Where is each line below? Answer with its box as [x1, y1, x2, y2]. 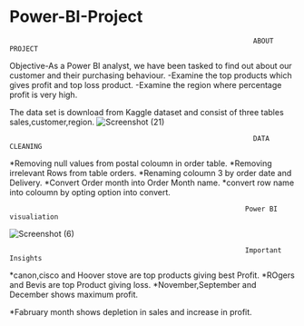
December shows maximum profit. [9, 289, 139, 300]
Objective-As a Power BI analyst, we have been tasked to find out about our [9, 60, 292, 71]
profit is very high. [9, 89, 78, 100]
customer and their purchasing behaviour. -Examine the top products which [9, 70, 292, 81]
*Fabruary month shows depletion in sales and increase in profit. [9, 306, 252, 317]
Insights [9, 253, 43, 262]
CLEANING [9, 142, 43, 151]
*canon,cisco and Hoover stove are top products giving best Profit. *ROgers [9, 270, 295, 281]
